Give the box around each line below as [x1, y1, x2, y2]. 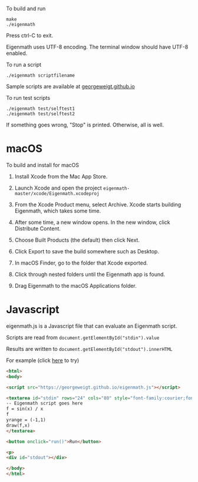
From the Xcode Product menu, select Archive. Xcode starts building [14, 201, 181, 208]
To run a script [6, 61, 42, 68]
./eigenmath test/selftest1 [6, 106, 75, 112]
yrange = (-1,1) [6, 417, 46, 423]
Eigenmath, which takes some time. [14, 207, 101, 214]
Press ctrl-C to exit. [6, 32, 54, 39]
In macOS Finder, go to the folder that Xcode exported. [14, 259, 148, 266]
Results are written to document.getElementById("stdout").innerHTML [6, 345, 173, 352]
